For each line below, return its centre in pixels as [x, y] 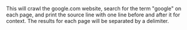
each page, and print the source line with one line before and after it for [93, 15]
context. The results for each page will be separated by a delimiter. [88, 21]
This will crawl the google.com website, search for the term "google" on [94, 9]
